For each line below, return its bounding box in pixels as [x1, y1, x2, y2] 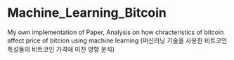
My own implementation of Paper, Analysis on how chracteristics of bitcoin [7, 28, 224, 36]
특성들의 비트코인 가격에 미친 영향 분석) [7, 45, 115, 53]
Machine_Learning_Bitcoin [7, 5, 167, 21]
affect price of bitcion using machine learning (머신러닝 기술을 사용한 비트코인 [7, 36, 228, 45]
